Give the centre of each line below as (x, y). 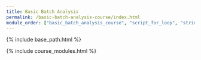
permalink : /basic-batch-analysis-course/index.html (73, 17)
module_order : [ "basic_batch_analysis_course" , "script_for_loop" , (92, 23)
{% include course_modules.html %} (51, 51)
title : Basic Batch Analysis (42, 12)
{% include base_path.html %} (44, 40)
